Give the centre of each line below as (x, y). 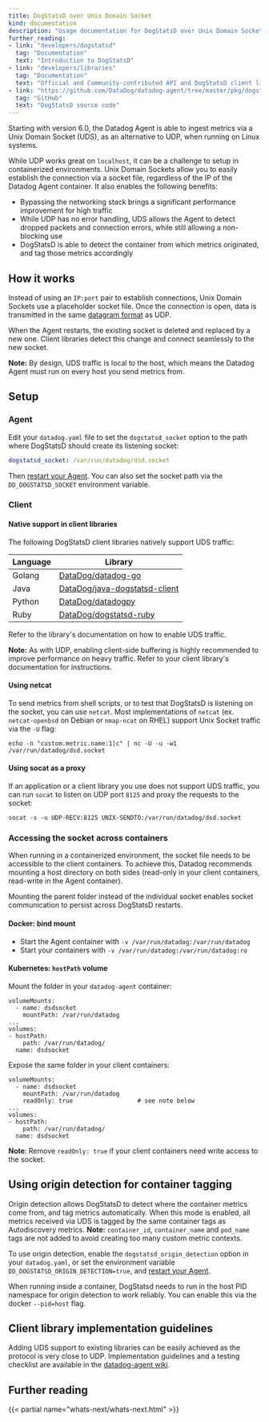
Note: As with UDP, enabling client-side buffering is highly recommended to (133, 650)
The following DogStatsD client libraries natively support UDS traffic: (121, 542)
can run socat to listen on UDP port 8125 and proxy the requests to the (124, 795)
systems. (23, 145)
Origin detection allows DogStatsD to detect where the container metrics (128, 1204)
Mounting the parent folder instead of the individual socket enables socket (131, 897)
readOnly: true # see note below (109, 1101)
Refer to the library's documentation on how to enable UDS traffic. (117, 634)
